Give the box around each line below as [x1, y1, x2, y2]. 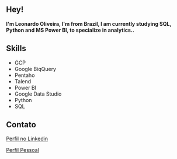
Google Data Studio [14, 90, 62, 97]
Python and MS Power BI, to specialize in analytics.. [6, 26, 134, 33]
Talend [14, 77, 32, 84]
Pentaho [14, 72, 35, 79]
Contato [6, 120, 36, 130]
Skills [6, 43, 26, 53]
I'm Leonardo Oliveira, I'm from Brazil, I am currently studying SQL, [6, 20, 172, 27]
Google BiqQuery [14, 65, 57, 72]
